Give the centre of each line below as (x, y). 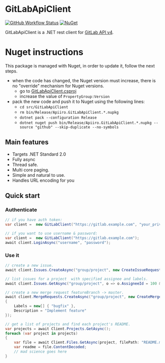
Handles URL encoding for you (43, 180)
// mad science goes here (41, 352)
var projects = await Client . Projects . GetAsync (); (58, 329)
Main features (27, 142)
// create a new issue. (29, 265)
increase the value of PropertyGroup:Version (65, 96)
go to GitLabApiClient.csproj (48, 91)
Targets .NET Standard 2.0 (39, 154)
